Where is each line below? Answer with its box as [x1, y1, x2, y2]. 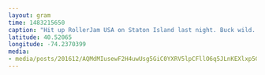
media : [8, 48, 30, 55]
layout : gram [8, 11, 51, 20]
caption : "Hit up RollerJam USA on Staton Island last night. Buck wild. [8, 26, 256, 34]
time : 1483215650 [8, 19, 65, 27]
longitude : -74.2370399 [8, 41, 87, 48]
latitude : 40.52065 [8, 33, 73, 41]
